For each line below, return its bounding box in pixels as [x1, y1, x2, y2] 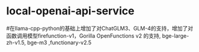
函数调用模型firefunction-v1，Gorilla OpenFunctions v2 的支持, [6, 32, 161, 39]
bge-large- [162, 32, 189, 39]
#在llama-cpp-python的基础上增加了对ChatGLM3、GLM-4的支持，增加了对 [6, 25, 194, 32]
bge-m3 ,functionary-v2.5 [26, 39, 92, 46]
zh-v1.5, [6, 39, 26, 46]
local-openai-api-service [6, 4, 135, 18]
